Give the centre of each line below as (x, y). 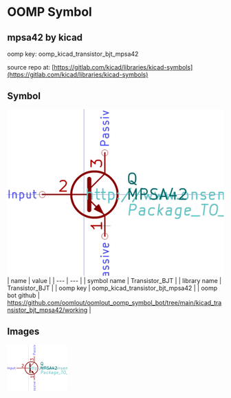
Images (23, 332)
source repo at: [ (31, 67)
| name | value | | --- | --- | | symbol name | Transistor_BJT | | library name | (114, 281)
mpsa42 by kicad (45, 38)
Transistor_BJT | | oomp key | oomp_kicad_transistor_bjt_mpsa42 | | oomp (112, 288)
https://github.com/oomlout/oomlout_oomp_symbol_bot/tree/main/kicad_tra (114, 303)
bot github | (23, 295)
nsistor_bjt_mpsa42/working (47, 310)
